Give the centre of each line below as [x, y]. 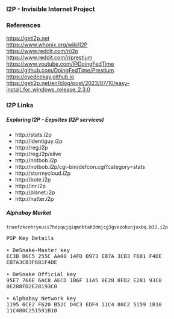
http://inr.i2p [30, 186]
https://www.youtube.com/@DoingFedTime [60, 64]
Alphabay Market [29, 212]
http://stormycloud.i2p [43, 173]
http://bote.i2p [33, 180]
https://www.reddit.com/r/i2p [42, 51]
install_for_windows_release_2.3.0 [48, 90]
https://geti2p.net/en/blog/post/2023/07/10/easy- [68, 83]
